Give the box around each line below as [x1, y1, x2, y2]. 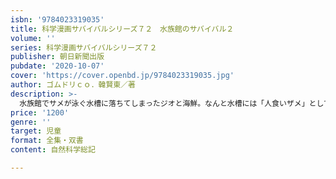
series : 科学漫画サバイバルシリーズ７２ [10, 42, 158, 53]
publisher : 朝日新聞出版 [10, 52, 105, 62]
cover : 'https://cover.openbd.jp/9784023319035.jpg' [10, 71, 235, 81]
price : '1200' [10, 107, 70, 118]
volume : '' [10, 33, 56, 43]
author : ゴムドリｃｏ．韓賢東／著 [10, 80, 136, 90]
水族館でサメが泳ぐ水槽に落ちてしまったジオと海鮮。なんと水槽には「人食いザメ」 [19, 98, 310, 108]
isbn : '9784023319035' [10, 14, 105, 25]
